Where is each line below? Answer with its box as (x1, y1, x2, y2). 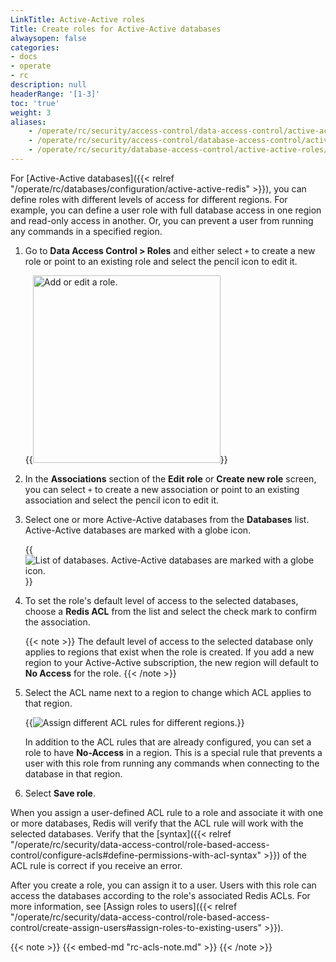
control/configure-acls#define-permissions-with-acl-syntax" (10, 849, 262, 861)
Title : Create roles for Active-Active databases (10, 24, 222, 34)
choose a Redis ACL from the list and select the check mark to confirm (24, 605, 318, 617)
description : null (10, 80, 87, 90)
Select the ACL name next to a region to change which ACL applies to (24, 686, 312, 698)
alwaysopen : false (10, 33, 87, 43)
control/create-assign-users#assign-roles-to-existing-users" (10, 921, 263, 933)
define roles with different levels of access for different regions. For (10, 193, 288, 205)
